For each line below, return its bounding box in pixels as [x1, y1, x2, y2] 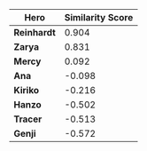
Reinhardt [13, 27, 56, 38]
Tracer [13, 113, 43, 125]
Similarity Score [64, 12, 134, 23]
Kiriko [13, 84, 40, 96]
